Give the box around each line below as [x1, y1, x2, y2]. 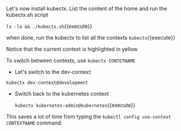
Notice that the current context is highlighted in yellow [6, 45, 138, 53]
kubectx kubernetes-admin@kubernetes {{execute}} [14, 101, 136, 109]
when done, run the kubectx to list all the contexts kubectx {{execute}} [6, 34, 176, 41]
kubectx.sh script [6, 11, 48, 18]
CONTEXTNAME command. [6, 119, 63, 126]
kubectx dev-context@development [6, 80, 88, 86]
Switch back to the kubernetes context [14, 90, 109, 97]
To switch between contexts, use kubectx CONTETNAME [6, 57, 136, 64]
